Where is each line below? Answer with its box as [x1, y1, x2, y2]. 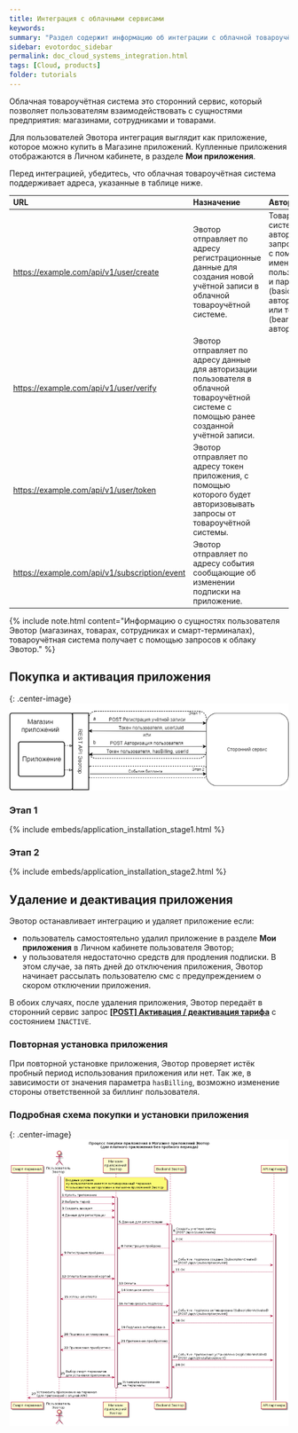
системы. [192, 527, 229, 538]
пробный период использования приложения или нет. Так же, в [9, 1067, 252, 1078]
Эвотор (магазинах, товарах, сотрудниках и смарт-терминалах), [9, 625, 255, 635]
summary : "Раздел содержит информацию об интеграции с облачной [9, 33, 252, 42]
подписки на [192, 587, 241, 597]
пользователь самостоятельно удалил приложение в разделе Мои [21, 933, 277, 944]
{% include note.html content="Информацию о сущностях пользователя [9, 615, 280, 626]
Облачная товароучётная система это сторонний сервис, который [9, 96, 263, 106]
